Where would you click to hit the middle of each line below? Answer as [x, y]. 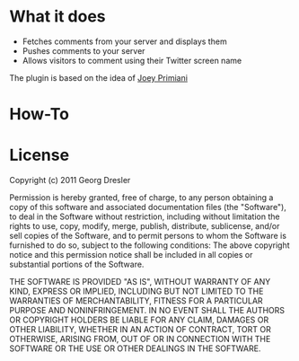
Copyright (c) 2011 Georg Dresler [70, 180]
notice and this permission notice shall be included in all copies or [131, 255]
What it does [57, 17]
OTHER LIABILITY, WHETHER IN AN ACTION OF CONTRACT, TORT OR [140, 330]
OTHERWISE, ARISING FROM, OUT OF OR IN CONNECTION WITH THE [140, 339]
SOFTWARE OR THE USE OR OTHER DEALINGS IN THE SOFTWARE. [135, 348]
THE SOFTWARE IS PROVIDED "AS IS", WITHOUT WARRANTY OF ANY [140, 282]
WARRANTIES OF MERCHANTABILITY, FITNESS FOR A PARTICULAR [136, 301]
